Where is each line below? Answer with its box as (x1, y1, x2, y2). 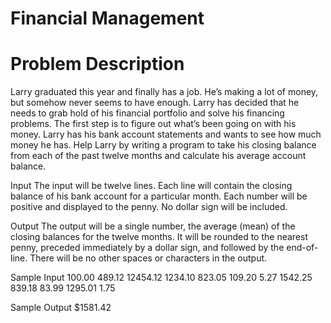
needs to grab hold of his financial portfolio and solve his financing (10, 107, 285, 119)
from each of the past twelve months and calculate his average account (10, 150, 307, 162)
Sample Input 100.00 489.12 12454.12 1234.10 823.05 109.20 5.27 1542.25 (10, 272, 313, 284)
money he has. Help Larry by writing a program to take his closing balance (10, 139, 317, 151)
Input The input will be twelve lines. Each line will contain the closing (10, 180, 293, 192)
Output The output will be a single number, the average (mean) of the (10, 220, 296, 232)
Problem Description (10, 53, 185, 76)
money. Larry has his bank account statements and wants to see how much (10, 128, 322, 141)
